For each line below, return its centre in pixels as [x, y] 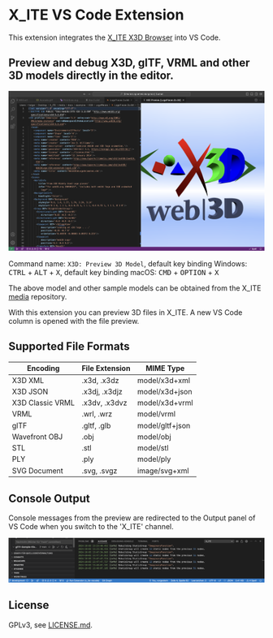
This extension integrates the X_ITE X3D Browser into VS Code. [115, 37]
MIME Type [165, 369]
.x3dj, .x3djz [102, 391]
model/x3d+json [165, 391]
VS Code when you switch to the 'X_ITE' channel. [91, 526]
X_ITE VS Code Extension [96, 15]
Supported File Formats [69, 347]
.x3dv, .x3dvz [104, 403]
